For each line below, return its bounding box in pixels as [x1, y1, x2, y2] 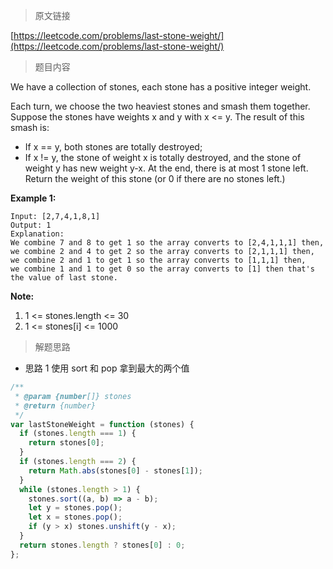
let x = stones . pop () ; [28, 512, 123, 523]
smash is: [10, 122, 50, 133]
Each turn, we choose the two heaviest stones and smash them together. [10, 100, 311, 112]
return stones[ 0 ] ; [28, 438, 105, 448]
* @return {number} [14, 400, 97, 411]
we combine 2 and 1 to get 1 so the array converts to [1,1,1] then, [10, 255, 307, 265]
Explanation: [10, 229, 65, 239]
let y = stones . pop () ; [28, 503, 123, 513]
